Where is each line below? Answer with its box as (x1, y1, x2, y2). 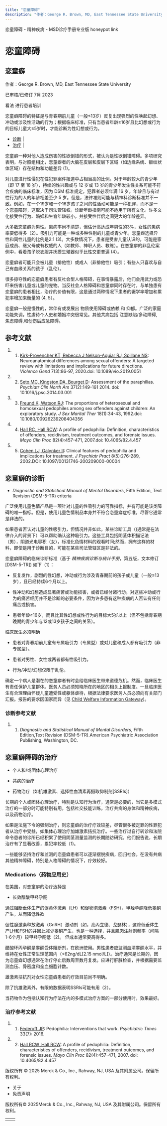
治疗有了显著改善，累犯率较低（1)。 (5, 841, 79, 847)
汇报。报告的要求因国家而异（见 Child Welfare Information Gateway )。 (5, 696, 149, 703)
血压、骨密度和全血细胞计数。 (9, 963, 71, 969)
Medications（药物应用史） (5, 871, 72, 878)
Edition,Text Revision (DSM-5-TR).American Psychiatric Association (19, 732, 159, 738)
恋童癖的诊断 (5, 474, 45, 482)
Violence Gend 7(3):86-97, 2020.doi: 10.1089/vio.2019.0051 (19, 368, 141, 374)
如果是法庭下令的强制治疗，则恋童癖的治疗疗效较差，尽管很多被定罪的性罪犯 (5, 822, 162, 828)
